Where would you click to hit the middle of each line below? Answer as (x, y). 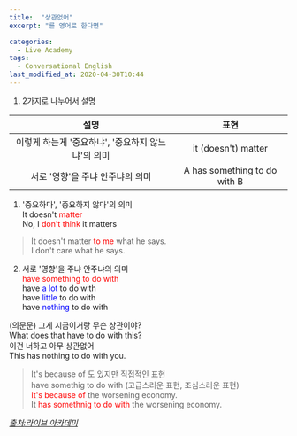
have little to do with (59, 297)
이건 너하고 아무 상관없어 (52, 346)
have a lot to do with (59, 288)
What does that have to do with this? (76, 335)
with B (230, 181)
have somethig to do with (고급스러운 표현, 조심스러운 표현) (135, 385)
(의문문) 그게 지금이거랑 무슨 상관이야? (76, 325)
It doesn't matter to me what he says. (99, 241)
